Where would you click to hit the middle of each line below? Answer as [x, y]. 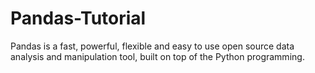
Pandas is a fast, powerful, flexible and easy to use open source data [152, 46]
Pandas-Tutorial [78, 18]
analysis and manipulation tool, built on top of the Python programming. [157, 56]
